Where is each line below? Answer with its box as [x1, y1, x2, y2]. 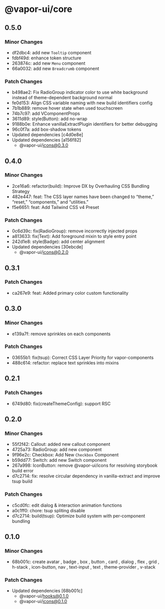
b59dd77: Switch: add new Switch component [11, 457, 107, 463]
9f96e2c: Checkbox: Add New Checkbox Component [11, 452, 119, 458]
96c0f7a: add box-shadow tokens [11, 126, 82, 133]
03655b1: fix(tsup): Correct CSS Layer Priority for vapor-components [11, 354, 154, 360]
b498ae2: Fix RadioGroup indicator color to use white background [11, 89, 148, 95]
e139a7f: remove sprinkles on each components [11, 331, 111, 337]
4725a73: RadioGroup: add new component [11, 446, 102, 452]
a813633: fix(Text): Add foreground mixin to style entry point [11, 233, 137, 239]
